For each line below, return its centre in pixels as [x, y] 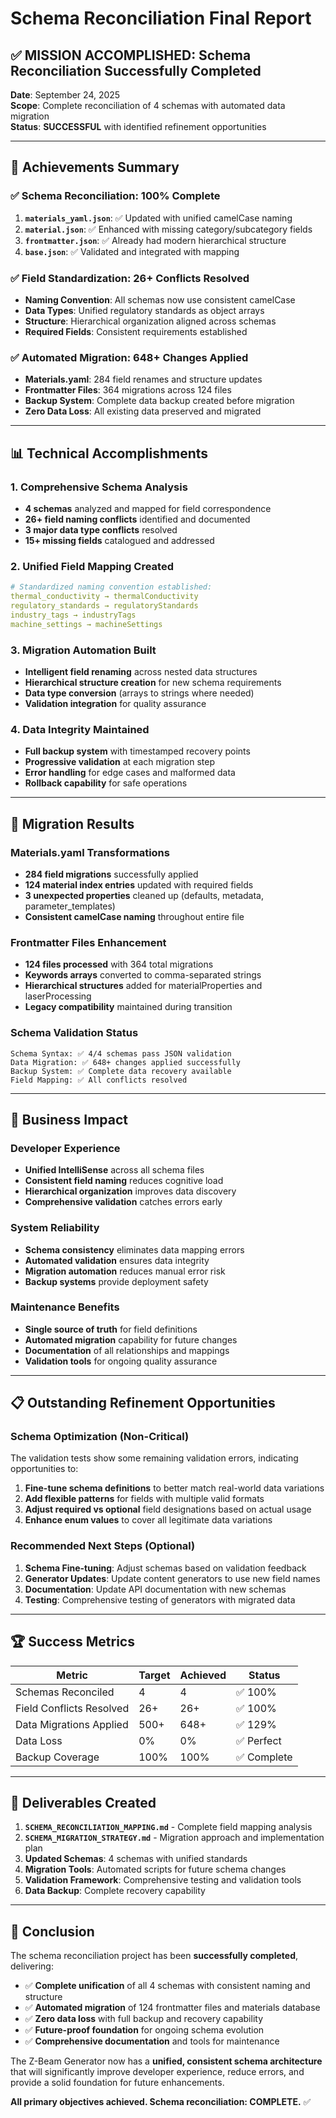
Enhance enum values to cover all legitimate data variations [148, 1520]
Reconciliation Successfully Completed [136, 70]
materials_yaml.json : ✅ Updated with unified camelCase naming [158, 218]
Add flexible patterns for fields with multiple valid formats [144, 1499]
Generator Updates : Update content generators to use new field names [172, 1578]
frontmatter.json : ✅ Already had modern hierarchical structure [155, 240]
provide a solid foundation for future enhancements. [117, 2083]
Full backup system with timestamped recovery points [137, 751]
